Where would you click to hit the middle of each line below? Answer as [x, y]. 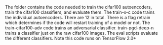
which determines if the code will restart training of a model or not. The [78, 22]
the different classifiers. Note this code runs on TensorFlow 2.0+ [71, 38]
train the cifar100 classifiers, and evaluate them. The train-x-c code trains [80, 12]
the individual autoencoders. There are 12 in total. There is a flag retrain [78, 17]
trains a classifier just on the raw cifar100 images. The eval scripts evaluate [81, 33]
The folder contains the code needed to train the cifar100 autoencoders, [79, 7]
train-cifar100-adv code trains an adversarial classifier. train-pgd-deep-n [80, 28]
